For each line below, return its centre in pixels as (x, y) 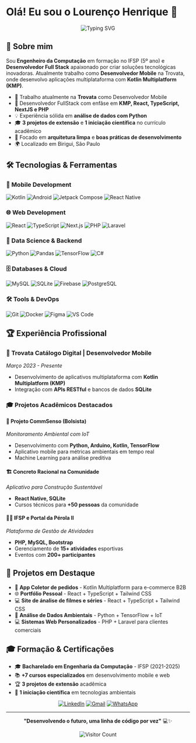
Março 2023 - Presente (34, 366)
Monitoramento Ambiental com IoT (48, 434)
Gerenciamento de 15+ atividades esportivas (69, 548)
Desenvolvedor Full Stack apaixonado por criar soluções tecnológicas (91, 67)
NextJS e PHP (32, 109)
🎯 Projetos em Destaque (50, 573)
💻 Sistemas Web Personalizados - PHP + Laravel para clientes (91, 622)
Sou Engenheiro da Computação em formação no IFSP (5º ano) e (85, 60)
